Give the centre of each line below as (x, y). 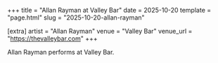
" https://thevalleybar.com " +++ (52, 38)
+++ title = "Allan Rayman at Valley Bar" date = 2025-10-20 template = (109, 10)
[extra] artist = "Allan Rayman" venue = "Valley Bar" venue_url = (100, 31)
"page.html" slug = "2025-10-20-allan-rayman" (76, 17)
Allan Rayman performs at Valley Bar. (61, 52)
